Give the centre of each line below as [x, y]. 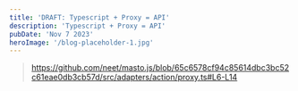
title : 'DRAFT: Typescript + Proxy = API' [89, 17]
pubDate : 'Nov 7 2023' [51, 34]
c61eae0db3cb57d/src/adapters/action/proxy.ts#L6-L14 [134, 78]
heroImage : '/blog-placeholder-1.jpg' [81, 42]
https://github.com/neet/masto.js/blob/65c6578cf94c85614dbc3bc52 [160, 68]
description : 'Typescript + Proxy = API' [88, 26]
